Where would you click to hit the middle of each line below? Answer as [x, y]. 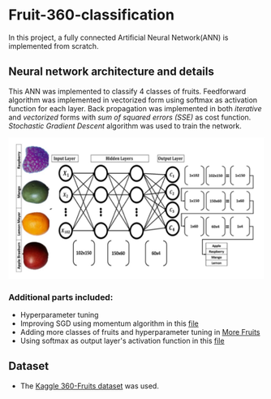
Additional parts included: [61, 297]
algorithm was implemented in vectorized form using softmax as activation [133, 100]
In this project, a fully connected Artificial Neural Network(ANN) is [118, 37]
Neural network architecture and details [112, 72]
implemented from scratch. [54, 46]
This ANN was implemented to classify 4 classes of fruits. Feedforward [127, 91]
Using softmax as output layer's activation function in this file [122, 340]
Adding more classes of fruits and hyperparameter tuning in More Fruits [140, 332]
